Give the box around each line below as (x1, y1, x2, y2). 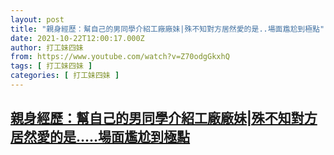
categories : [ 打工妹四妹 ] (10, 71, 120, 81)
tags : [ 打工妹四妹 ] (10, 61, 93, 71)
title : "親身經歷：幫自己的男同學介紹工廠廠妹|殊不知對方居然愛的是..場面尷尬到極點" (10, 24, 325, 34)
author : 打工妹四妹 (10, 42, 84, 53)
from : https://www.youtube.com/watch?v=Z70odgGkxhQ (10, 52, 230, 62)
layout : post (10, 14, 65, 25)
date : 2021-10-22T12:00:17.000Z (10, 33, 145, 43)
